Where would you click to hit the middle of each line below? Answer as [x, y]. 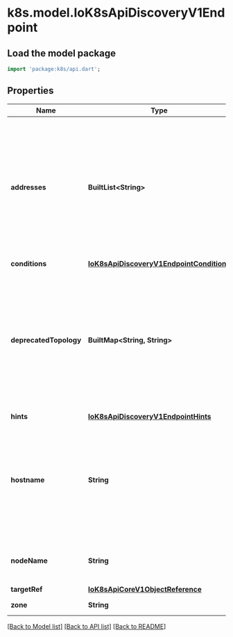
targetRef [27, 589]
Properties [31, 91]
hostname [28, 479]
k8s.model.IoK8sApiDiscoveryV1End [116, 13]
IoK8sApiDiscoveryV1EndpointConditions [159, 263]
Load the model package [62, 53]
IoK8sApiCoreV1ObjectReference [145, 589]
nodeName [29, 561]
